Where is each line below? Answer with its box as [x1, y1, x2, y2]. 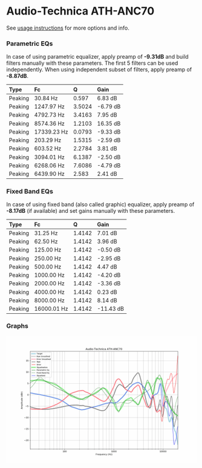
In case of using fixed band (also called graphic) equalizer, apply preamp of [6, 201, 195, 208]
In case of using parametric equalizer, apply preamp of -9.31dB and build [6, 53, 189, 60]
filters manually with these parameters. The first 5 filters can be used [6, 59, 178, 67]
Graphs [6, 322, 28, 330]
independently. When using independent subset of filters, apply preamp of [6, 66, 192, 73]
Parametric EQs [6, 39, 53, 48]
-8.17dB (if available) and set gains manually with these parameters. [6, 207, 175, 215]
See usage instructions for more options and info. [6, 24, 130, 31]
